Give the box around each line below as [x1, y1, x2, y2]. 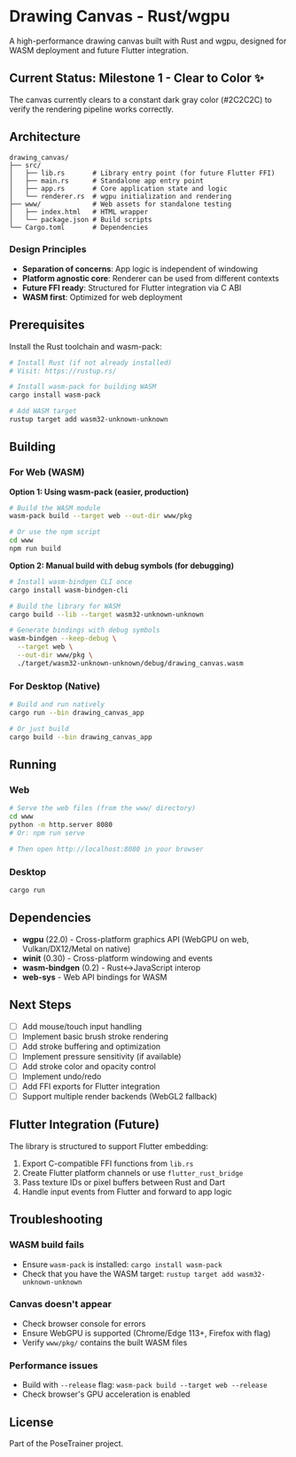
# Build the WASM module [9, 503, 101, 512]
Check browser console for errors [21, 1318, 146, 1328]
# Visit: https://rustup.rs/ [9, 366, 117, 375]
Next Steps [9, 997, 72, 1012]
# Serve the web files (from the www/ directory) [9, 804, 197, 813]
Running [9, 757, 58, 773]
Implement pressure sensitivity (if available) [21, 1051, 182, 1061]
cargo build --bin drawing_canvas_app [9, 732, 152, 742]
